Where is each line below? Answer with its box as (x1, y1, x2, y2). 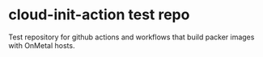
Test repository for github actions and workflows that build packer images (8, 32, 255, 42)
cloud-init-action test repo (8, 6, 190, 24)
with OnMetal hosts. (8, 40, 75, 50)
